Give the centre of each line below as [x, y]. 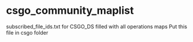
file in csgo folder [27, 32]
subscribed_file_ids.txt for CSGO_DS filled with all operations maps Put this [97, 26]
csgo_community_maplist [70, 11]
